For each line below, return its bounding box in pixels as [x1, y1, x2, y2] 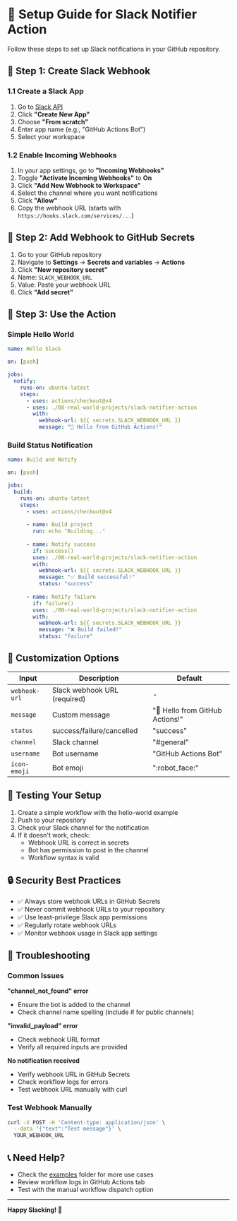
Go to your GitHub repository [17, 250, 102, 258]
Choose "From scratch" [17, 117, 89, 126]
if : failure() [32, 600, 74, 607]
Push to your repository [17, 816, 87, 824]
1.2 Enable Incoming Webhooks [7, 150, 117, 160]
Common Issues [7, 970, 65, 980]
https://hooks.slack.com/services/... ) [17, 211, 134, 220]
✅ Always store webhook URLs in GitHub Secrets [17, 897, 161, 905]
